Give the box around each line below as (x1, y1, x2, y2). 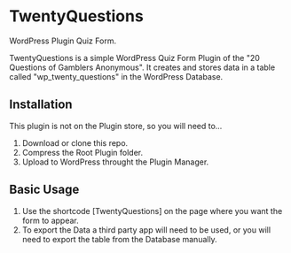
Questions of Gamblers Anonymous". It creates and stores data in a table (9, 62, 276, 73)
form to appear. (21, 215, 80, 226)
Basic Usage (9, 182, 80, 197)
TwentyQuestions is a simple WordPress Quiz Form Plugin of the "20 (9, 52, 260, 63)
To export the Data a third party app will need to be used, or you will (21, 224, 271, 235)
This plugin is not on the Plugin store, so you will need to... (9, 120, 223, 131)
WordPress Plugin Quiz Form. (9, 35, 117, 46)
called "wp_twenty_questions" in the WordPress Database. (9, 71, 224, 81)
